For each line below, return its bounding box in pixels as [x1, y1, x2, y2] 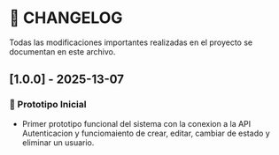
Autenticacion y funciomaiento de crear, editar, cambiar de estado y [21, 128, 270, 138]
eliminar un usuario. [21, 137, 95, 148]
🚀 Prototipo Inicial [9, 99, 87, 111]
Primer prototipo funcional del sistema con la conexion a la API [21, 118, 252, 129]
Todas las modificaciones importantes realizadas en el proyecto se [9, 37, 253, 48]
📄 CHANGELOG [9, 8, 123, 28]
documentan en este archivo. [9, 46, 116, 56]
